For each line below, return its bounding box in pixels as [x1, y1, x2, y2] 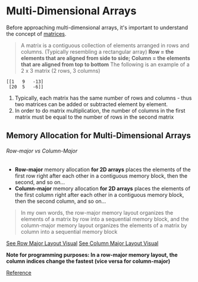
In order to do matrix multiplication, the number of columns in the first [14, 107, 186, 114]
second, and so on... [14, 178, 65, 185]
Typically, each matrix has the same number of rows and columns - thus [14, 94, 192, 101]
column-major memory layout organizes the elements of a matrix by [20, 222, 187, 229]
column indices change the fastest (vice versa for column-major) [6, 258, 171, 265]
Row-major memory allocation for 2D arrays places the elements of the [14, 166, 191, 173]
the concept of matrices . [6, 30, 67, 37]
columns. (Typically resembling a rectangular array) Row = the [20, 48, 174, 55]
